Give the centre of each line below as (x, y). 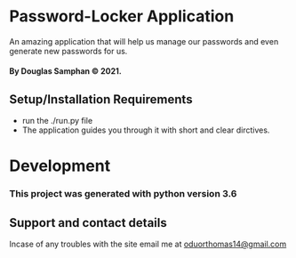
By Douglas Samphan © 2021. (66, 71)
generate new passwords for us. (68, 51)
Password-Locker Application (122, 16)
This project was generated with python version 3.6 (123, 194)
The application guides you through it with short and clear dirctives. (146, 130)
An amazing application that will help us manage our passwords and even (144, 41)
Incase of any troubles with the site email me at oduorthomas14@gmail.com (148, 244)
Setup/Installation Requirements (101, 99)
